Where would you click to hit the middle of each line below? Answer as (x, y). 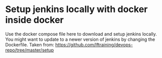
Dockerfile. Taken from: (30, 44)
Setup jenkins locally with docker (76, 9)
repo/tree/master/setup (30, 50)
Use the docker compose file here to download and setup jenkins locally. (81, 34)
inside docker (35, 20)
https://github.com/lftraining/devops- (94, 44)
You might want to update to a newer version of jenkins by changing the (80, 39)
